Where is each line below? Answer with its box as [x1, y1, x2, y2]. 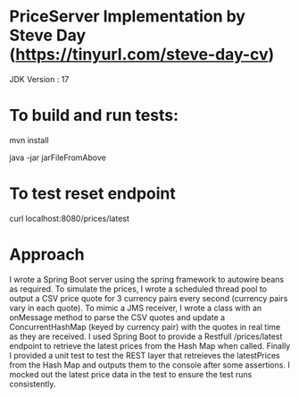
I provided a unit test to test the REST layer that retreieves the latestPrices [9, 350, 280, 360]
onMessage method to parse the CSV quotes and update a [9, 311, 226, 323]
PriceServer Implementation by [9, 6, 245, 27]
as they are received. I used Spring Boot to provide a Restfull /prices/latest [9, 331, 283, 342]
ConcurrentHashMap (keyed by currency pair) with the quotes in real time [9, 321, 281, 332]
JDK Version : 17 [9, 73, 70, 84]
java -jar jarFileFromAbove [9, 152, 107, 163]
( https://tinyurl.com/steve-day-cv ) [9, 45, 275, 64]
